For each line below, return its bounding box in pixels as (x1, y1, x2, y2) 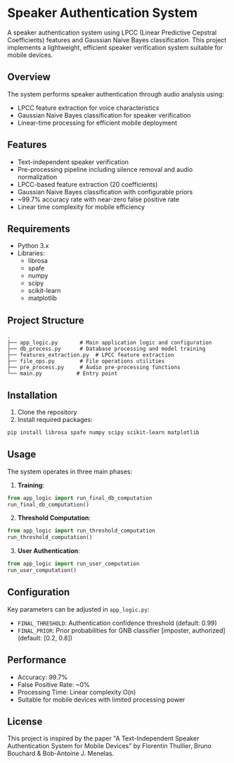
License (7, 715, 43, 727)
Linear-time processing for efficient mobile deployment (17, 118, 178, 127)
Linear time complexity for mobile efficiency (17, 202, 145, 211)
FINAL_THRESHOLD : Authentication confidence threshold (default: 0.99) (17, 619, 218, 627)
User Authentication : (17, 547, 81, 555)
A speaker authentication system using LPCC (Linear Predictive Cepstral (7, 28, 217, 37)
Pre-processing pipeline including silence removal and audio (17, 165, 193, 173)
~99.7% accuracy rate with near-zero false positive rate (17, 195, 180, 204)
